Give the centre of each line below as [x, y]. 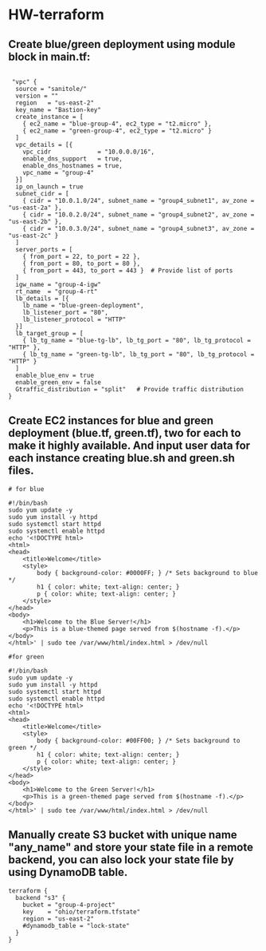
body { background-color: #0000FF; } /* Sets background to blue [148, 573]
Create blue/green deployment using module [122, 44]
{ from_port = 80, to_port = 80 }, [82, 264]
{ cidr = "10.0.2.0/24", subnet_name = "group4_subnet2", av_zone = [139, 215]
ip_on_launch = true [49, 187]
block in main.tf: [49, 56]
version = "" [37, 96]
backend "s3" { [41, 898]
